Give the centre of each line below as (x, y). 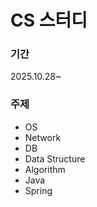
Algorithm (45, 169)
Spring (38, 190)
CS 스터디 (49, 20)
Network (43, 137)
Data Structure (55, 158)
